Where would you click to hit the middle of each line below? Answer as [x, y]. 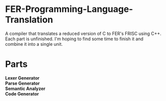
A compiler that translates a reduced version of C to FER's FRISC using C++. [83, 33]
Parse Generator [23, 83]
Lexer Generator [22, 78]
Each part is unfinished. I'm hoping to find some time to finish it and [74, 39]
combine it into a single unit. [34, 44]
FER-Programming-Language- [69, 9]
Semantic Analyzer [25, 89]
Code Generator [22, 94]
